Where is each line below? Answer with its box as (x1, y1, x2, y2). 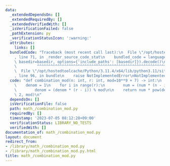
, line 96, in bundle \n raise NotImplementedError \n (14, 73, 135, 78)
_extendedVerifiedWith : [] (10, 21, 67, 27)
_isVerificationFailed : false (10, 26, 73, 31)
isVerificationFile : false (10, 102, 67, 107)
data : (5, 7, 17, 13)
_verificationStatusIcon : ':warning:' (10, 36, 92, 41)
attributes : (10, 40, 35, 46)
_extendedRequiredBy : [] (10, 17, 62, 22)
